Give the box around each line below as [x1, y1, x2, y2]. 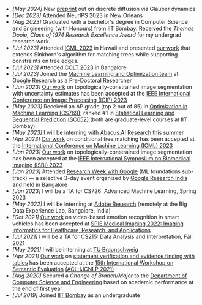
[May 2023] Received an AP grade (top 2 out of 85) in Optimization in [12, 103, 188, 110]
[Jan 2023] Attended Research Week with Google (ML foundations [12, 168, 181, 175]
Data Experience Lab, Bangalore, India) [12, 207, 111, 214]
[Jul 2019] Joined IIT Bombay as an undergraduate [12, 292, 141, 299]
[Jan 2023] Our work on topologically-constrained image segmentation [12, 148, 193, 156]
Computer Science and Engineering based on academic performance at [12, 279, 194, 285]
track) [12, 175, 28, 181]
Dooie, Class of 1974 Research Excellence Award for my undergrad [12, 31, 182, 39]
